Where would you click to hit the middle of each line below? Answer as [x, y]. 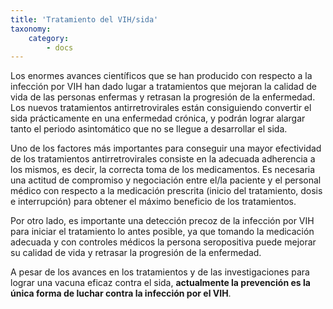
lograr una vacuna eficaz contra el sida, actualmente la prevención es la [160, 283]
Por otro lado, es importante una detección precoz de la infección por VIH [162, 221]
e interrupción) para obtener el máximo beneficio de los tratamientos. [153, 202]
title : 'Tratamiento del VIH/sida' [84, 19]
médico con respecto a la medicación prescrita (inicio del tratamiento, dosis [166, 191]
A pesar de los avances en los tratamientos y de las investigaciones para [160, 272]
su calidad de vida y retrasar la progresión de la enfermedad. [136, 253]
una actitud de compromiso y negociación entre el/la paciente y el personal [166, 180]
